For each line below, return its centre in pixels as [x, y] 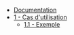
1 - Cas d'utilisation [40, 17]
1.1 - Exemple [42, 24]
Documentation [35, 10]
